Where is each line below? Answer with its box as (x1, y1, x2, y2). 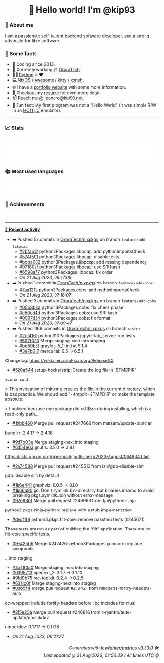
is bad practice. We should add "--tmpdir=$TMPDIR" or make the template (5, 391, 155, 397)
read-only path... (5, 411, 39, 417)
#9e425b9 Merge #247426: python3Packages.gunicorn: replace (12, 541, 142, 547)
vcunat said (5, 377, 28, 382)
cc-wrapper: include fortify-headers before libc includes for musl (5, 600, 136, 606)
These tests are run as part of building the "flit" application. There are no (5, 526, 151, 532)
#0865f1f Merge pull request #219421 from (12, 586, 98, 591)
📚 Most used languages (5, 168, 64, 175)
